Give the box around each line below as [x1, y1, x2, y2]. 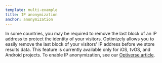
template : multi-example [5, 7, 58, 13]
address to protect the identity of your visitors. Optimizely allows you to [5, 36, 154, 42]
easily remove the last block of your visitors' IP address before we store [5, 41, 155, 47]
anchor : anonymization [5, 17, 53, 22]
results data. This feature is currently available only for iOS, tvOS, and [5, 46, 151, 53]
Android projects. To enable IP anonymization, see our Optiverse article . [5, 52, 155, 58]
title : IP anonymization [5, 12, 58, 17]
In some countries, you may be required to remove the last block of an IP [5, 31, 157, 37]
